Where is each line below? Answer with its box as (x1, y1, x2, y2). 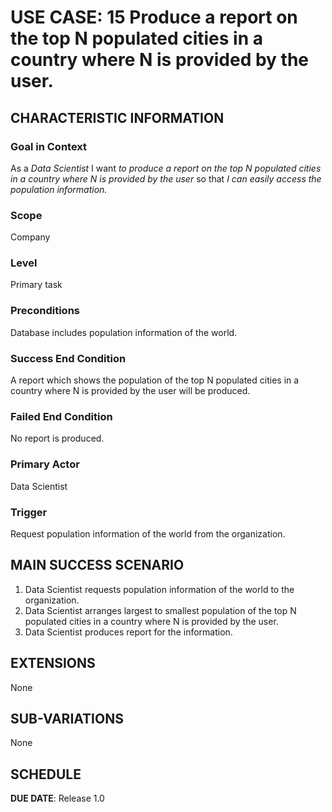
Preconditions (10, 304, 81, 318)
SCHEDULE (10, 766, 82, 783)
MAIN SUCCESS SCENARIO (10, 557, 185, 574)
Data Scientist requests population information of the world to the (24, 583, 295, 595)
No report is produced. (10, 432, 105, 445)
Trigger (10, 505, 48, 519)
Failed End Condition (10, 409, 113, 423)
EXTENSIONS (10, 655, 96, 672)
